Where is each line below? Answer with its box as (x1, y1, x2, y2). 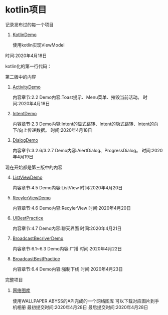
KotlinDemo (12, 32, 37, 38)
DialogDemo (12, 137, 39, 143)
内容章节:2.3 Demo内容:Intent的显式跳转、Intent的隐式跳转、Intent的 (12, 121, 154, 127)
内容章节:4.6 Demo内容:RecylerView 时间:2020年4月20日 (12, 205, 131, 211)
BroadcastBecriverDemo (12, 235, 64, 241)
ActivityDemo (12, 84, 41, 90)
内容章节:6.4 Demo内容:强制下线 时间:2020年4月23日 (12, 266, 123, 272)
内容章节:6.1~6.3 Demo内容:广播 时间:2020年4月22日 (12, 245, 122, 251)
